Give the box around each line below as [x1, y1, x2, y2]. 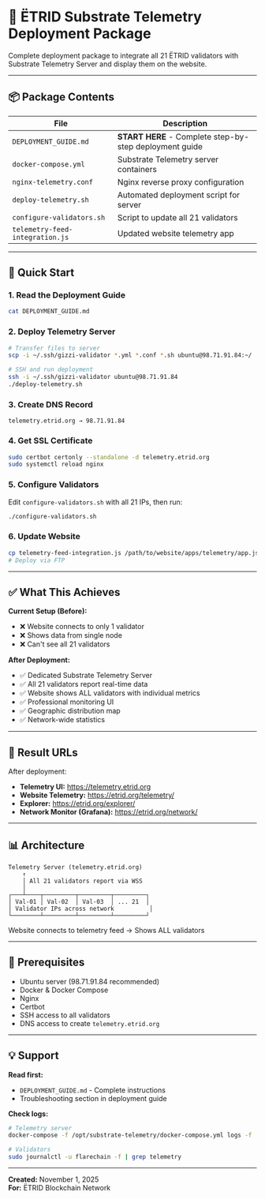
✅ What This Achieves [8, 585, 121, 599]
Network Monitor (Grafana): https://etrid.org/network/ [19, 807, 198, 817]
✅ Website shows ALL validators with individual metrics [19, 688, 200, 698]
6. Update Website [8, 531, 80, 542]
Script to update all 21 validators [117, 212, 238, 223]
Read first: [8, 1070, 43, 1079]
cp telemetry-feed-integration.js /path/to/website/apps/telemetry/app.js [8, 549, 259, 556]
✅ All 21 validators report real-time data [19, 680, 148, 689]
